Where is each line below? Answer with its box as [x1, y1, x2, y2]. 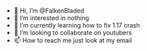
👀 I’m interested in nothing [13, 14, 89, 22]
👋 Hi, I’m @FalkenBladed [13, 7, 85, 14]
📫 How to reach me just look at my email [13, 37, 132, 44]
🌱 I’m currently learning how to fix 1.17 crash [13, 21, 141, 29]
